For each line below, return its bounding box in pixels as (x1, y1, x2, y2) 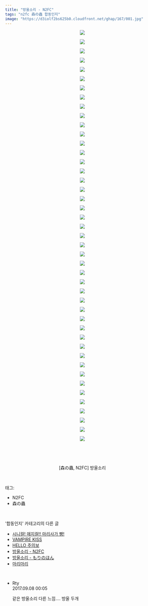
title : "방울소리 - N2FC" (5, 7, 54, 12)
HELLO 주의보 (12, 542, 40, 548)
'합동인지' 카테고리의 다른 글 (5, 520, 59, 527)
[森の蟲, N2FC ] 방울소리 (58, 465, 106, 471)
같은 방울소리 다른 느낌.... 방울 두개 (12, 596, 79, 602)
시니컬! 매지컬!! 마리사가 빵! (12, 531, 65, 537)
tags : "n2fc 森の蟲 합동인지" (5, 12, 60, 17)
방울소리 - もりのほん (12, 555, 54, 561)
